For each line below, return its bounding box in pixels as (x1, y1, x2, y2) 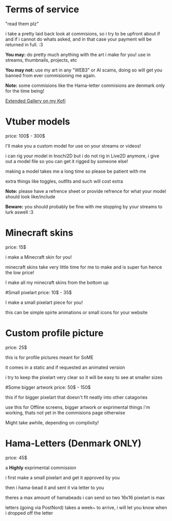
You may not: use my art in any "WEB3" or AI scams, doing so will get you (5, 67, 163, 73)
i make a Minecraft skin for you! (5, 254, 72, 260)
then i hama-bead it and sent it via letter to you (5, 484, 104, 491)
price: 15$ (5, 244, 27, 250)
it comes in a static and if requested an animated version (5, 364, 125, 370)
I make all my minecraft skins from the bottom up (5, 279, 109, 285)
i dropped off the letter (5, 510, 53, 516)
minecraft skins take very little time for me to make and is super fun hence (5, 264, 162, 270)
